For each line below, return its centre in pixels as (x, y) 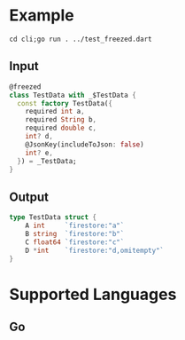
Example (42, 16)
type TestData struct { (53, 217)
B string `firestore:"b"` (75, 233)
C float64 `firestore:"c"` (75, 242)
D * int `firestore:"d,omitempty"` (95, 250)
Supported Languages (93, 294)
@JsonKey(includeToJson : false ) (85, 144)
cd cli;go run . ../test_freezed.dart (81, 39)
